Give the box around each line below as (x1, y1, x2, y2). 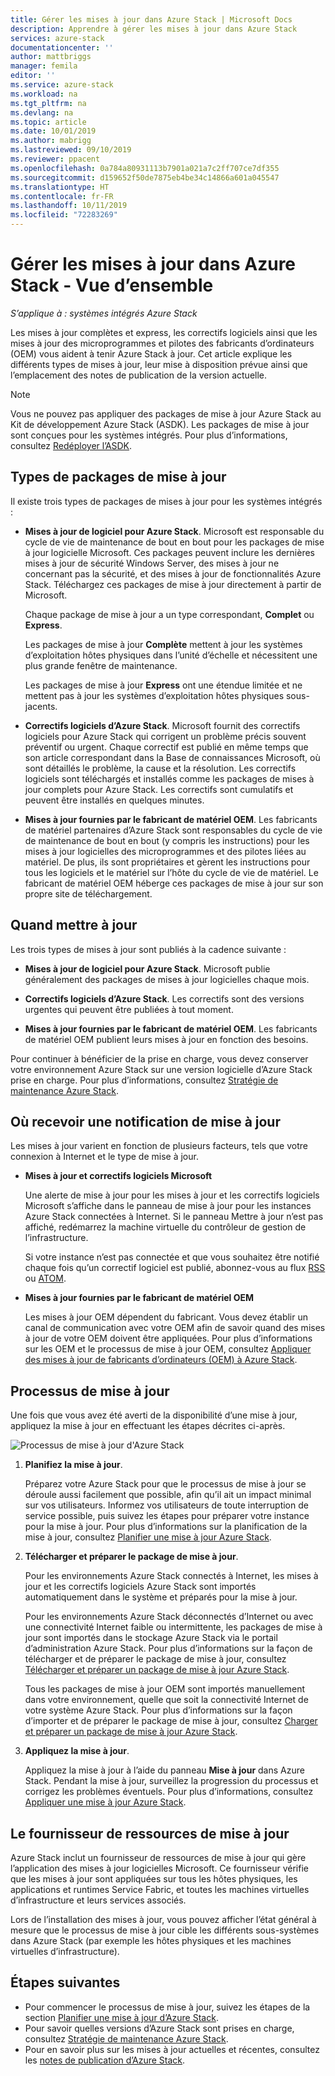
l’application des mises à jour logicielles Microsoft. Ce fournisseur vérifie (10, 1862, 309, 1874)
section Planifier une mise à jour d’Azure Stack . (24, 2011, 219, 2023)
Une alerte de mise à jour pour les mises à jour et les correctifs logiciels (24, 1189, 320, 1201)
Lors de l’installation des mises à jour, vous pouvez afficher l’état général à (10, 1914, 317, 1925)
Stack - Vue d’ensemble (10, 274, 214, 297)
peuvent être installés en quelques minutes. (24, 794, 205, 806)
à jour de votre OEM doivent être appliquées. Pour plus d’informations (24, 1332, 313, 1345)
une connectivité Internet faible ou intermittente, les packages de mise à (24, 1621, 323, 1633)
